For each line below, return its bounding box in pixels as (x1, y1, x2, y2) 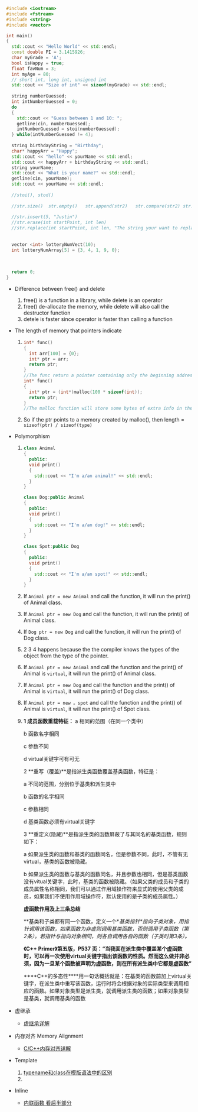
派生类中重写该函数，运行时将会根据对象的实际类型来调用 (44, 980, 184, 987)
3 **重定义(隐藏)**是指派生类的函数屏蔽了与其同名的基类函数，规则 (23, 831, 187, 838)
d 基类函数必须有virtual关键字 (23, 818, 95, 825)
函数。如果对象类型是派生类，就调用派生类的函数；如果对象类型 (34, 987, 189, 994)
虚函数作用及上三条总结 (23, 905, 81, 913)
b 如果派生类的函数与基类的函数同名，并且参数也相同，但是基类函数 (23, 871, 189, 878)
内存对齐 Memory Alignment (14, 1032, 84, 1040)
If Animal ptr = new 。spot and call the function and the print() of (23, 699, 182, 706)
